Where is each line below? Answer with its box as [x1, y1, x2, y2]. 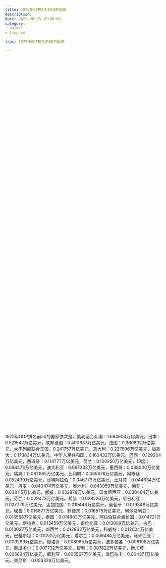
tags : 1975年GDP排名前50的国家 [5, 39, 64, 45]
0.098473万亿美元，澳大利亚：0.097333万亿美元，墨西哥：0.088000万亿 [5, 464, 156, 470]
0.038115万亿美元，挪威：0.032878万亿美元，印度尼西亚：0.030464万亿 [5, 489, 155, 495]
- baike [5, 26, 21, 31]
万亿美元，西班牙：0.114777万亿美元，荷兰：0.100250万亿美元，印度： [5, 458, 150, 464]
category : [5, 21, 26, 26]
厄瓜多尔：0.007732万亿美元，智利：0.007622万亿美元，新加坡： [13, 545, 149, 551]
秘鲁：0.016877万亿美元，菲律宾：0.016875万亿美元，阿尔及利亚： [13, 508, 151, 514]
